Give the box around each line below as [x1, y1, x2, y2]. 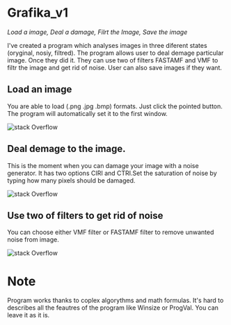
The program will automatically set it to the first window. [7, 109, 168, 117]
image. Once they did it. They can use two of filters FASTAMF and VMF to [7, 56, 218, 64]
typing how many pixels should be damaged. [7, 176, 136, 185]
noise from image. [7, 235, 59, 244]
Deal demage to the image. [7, 143, 127, 155]
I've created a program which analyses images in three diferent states [7, 41, 207, 49]
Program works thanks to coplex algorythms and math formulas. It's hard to [7, 297, 224, 305]
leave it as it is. [7, 311, 50, 319]
